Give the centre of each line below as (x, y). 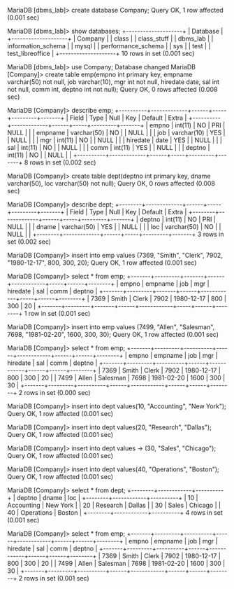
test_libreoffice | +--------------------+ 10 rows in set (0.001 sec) (101, 53)
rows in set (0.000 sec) (57, 393)
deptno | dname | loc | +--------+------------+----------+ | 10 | (107, 498)
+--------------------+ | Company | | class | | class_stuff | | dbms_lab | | (110, 39)
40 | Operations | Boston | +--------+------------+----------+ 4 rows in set (115, 513)
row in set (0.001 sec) (59, 313)
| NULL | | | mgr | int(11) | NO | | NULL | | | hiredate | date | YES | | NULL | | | (115, 140)
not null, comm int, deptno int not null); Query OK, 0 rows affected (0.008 (112, 89)
